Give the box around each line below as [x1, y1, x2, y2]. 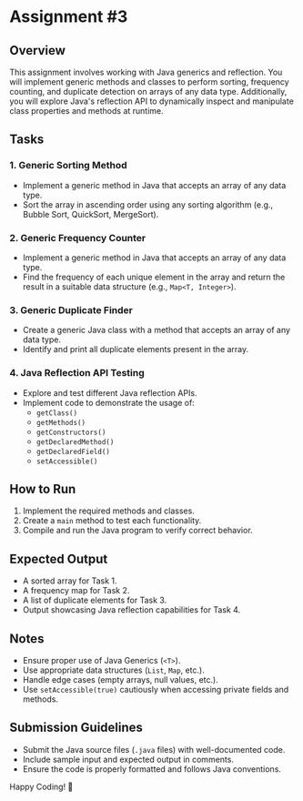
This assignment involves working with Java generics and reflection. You [9, 66, 283, 77]
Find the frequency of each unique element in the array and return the [22, 271, 286, 282]
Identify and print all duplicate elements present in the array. [22, 344, 249, 355]
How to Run [9, 481, 76, 497]
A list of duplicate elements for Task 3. [22, 594, 167, 606]
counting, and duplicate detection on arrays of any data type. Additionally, [9, 86, 288, 96]
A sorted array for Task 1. [22, 575, 117, 586]
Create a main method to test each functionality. [22, 515, 202, 526]
